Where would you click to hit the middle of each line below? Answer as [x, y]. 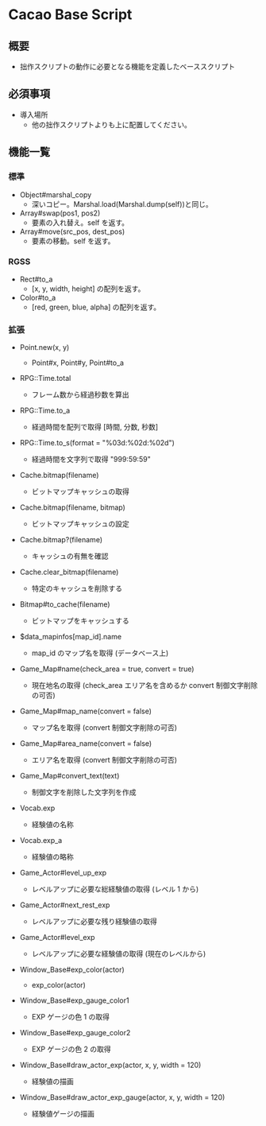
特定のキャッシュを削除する [77, 588]
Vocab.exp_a [41, 841]
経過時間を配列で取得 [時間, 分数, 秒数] [95, 427]
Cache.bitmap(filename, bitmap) [72, 507]
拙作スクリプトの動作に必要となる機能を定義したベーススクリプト [127, 66]
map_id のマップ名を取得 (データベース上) [100, 653]
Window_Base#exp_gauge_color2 [75, 1033]
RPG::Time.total [45, 379]
